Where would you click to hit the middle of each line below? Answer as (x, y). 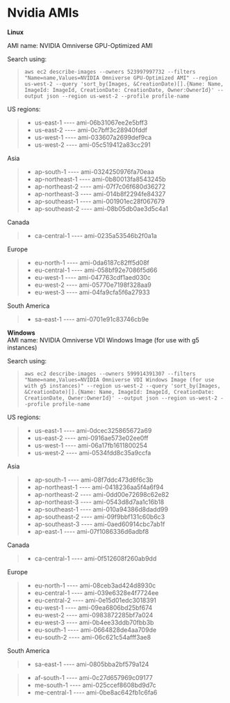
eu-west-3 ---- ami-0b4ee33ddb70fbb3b (94, 622)
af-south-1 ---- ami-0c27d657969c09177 (93, 677)
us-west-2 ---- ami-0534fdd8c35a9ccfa (93, 452)
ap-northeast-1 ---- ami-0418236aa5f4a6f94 (99, 487)
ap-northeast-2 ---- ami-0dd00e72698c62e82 (102, 494)
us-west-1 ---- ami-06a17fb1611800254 (91, 445)
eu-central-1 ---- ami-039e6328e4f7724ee (97, 592)
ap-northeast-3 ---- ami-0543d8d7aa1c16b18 (99, 502)
